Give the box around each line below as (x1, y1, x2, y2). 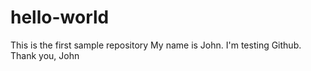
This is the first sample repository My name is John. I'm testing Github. (10, 39, 302, 51)
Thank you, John (10, 49, 80, 61)
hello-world (10, 6, 110, 29)
